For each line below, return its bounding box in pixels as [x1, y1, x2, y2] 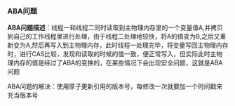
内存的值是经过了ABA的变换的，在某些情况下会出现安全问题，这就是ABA [13, 58, 223, 67]
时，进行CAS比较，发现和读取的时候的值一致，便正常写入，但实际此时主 [7, 50, 217, 58]
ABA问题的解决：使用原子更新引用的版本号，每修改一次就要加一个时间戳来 [7, 82, 223, 91]
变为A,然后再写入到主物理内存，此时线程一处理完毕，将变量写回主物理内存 [13, 41, 229, 50]
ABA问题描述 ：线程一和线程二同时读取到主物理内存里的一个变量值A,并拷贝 [7, 23, 223, 32]
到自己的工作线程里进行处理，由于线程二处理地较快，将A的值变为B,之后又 [7, 32, 220, 41]
